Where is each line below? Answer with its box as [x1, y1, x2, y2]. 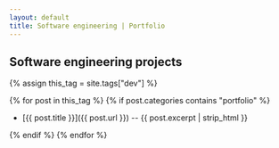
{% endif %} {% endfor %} [9, 130, 108, 141]
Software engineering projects [9, 54, 183, 70]
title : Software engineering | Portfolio [9, 21, 166, 30]
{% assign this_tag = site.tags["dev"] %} [9, 78, 158, 89]
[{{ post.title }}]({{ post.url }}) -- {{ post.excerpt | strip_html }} [21, 112, 248, 123]
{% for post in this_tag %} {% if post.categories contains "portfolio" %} [9, 95, 270, 106]
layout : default [9, 12, 70, 22]
